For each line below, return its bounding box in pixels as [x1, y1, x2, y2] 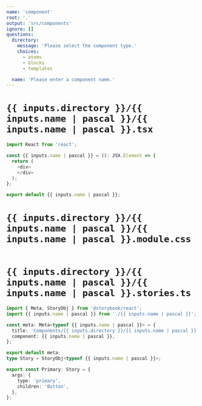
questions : [6, 32, 34, 38]
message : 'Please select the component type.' [17, 43, 137, 49]
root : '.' [6, 15, 32, 21]
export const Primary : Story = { [6, 366, 91, 373]
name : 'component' [6, 9, 53, 15]
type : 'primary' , [17, 377, 61, 384]
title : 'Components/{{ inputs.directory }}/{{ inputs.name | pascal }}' [12, 328, 200, 334]
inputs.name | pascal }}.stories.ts [6, 287, 192, 299]
